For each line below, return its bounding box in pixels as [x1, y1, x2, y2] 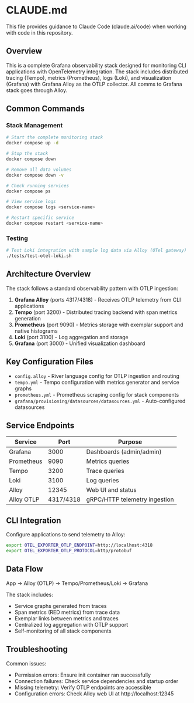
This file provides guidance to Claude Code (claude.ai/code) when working [6, 23, 187, 30]
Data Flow [6, 564, 43, 574]
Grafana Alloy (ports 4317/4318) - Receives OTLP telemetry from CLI [14, 296, 181, 303]
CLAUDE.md [6, 4, 68, 17]
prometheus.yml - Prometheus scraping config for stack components [14, 391, 179, 398]
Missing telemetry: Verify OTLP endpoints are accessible [14, 684, 152, 691]
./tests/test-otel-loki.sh [6, 253, 72, 259]
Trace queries [86, 467, 124, 475]
